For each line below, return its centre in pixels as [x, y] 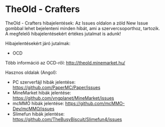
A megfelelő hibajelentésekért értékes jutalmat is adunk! [63, 33]
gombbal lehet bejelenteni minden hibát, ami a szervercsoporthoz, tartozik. [83, 28]
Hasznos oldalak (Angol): [31, 72]
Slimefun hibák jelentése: [39, 114]
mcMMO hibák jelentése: [38, 103]
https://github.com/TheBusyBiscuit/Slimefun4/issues [67, 119]
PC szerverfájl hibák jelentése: [44, 82]
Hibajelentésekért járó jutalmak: [38, 43]
